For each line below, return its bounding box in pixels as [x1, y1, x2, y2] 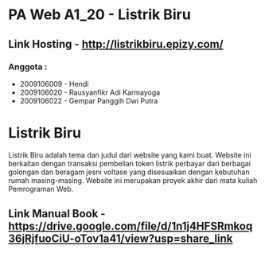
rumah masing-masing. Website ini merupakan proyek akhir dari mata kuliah [8, 175, 258, 185]
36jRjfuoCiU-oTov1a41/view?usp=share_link [8, 232, 233, 246]
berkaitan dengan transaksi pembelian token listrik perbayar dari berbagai [8, 158, 251, 168]
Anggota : [8, 61, 48, 72]
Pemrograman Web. [8, 184, 74, 193]
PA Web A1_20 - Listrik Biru [8, 6, 191, 24]
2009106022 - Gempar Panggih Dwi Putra [19, 95, 158, 105]
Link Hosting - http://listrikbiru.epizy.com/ [8, 37, 224, 51]
